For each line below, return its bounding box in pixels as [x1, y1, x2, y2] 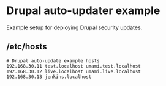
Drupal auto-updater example [6, 4, 160, 18]
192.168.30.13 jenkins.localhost [6, 74, 92, 80]
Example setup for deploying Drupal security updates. [6, 24, 143, 31]
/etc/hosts [6, 41, 47, 52]
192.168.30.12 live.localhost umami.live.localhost [6, 68, 141, 74]
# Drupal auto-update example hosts [6, 57, 100, 64]
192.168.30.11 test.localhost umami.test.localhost [6, 63, 141, 69]
